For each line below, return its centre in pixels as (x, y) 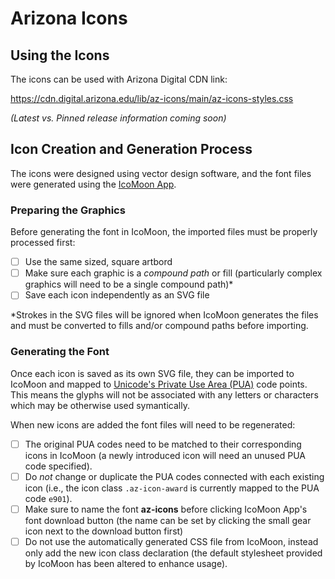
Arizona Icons (69, 18)
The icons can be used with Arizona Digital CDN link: (119, 79)
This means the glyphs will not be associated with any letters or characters (164, 394)
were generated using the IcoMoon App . (93, 184)
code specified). (58, 466)
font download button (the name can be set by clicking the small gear (168, 520)
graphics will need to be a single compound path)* (129, 284)
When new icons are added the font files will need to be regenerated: (153, 424)
